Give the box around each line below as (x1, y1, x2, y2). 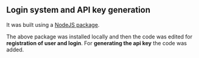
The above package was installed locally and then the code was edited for (6, 33, 193, 40)
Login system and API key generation (6, 5, 151, 15)
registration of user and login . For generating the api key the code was (6, 39, 187, 46)
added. (6, 46, 24, 53)
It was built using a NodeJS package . (6, 21, 100, 28)
